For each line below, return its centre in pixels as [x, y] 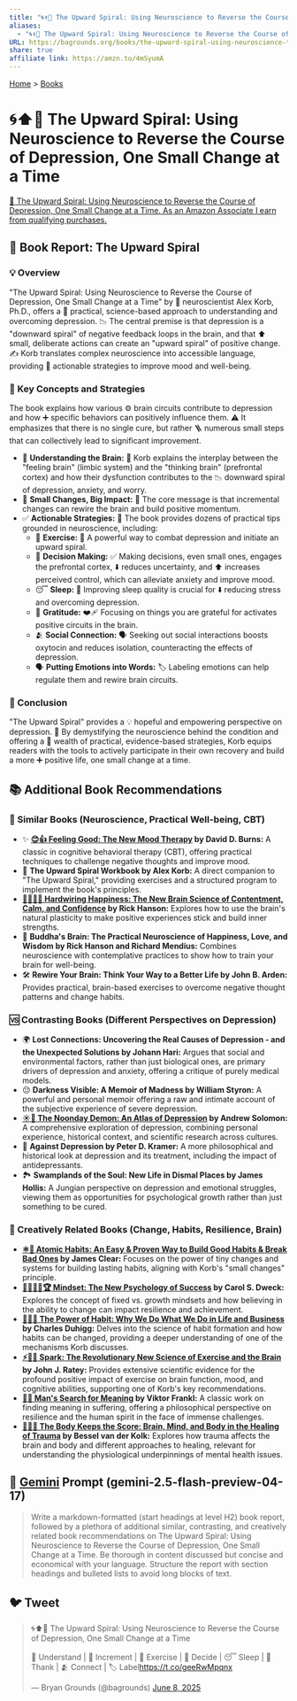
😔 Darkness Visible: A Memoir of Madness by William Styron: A [142, 1090]
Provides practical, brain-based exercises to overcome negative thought [153, 987]
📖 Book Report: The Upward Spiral [105, 247]
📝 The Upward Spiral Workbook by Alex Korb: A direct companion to [148, 870]
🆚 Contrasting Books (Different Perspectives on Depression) [143, 1019]
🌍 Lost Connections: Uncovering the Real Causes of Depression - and [153, 1040]
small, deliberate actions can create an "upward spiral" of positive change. [145, 343]
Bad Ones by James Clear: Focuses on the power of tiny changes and [150, 1258]
